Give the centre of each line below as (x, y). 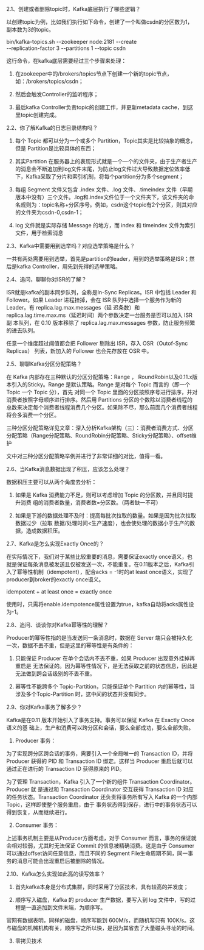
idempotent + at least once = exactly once (59, 592)
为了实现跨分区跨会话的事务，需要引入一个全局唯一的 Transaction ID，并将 (100, 753)
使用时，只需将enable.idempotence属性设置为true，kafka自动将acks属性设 (100, 604)
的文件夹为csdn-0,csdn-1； (49, 212)
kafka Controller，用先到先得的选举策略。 (69, 266)
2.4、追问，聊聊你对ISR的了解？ (46, 279)
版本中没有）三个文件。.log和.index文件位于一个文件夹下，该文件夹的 (102, 197)
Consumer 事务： (37, 825)
